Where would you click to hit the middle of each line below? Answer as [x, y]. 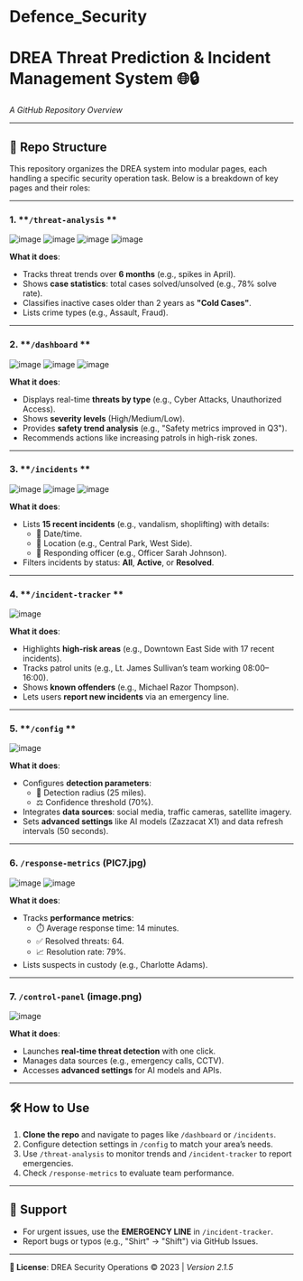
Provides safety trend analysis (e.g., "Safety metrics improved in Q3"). [155, 428]
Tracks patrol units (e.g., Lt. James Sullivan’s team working [132, 668]
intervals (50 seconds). [65, 831]
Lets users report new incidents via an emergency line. [126, 697]
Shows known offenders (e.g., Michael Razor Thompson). [130, 687]
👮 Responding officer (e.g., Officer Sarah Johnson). [131, 552]
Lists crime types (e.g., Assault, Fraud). [95, 312]
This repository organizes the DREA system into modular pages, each [138, 168]
